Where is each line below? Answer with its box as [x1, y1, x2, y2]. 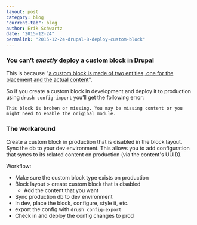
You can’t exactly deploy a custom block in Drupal [6, 56, 154, 64]
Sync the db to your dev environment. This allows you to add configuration [6, 144, 190, 152]
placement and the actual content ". [6, 76, 93, 84]
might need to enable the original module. [6, 111, 116, 117]
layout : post [6, 8, 39, 15]
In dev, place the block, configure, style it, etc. [14, 199, 129, 206]
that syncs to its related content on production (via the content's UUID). [6, 150, 182, 158]
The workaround [6, 125, 56, 133]
